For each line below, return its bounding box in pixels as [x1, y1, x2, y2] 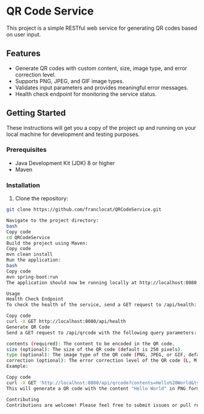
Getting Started [6, 108, 66, 118]
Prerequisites [6, 146, 47, 154]
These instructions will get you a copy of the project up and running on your [6, 124, 196, 131]
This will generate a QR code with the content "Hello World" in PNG [6, 385, 186, 392]
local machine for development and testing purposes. [6, 131, 140, 138]
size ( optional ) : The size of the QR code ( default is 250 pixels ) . [6, 346, 183, 353]
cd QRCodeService [6, 234, 50, 240]
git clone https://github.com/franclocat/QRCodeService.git [6, 206, 162, 213]
